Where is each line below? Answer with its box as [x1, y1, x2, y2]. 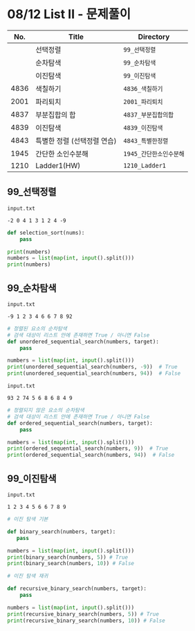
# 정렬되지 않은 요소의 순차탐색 [7, 407, 85, 414]
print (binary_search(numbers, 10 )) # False [7, 560, 135, 567]
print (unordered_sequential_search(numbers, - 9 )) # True [7, 364, 178, 371]
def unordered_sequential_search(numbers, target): [7, 338, 159, 345]
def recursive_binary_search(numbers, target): [7, 585, 147, 592]
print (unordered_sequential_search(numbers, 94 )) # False [7, 370, 181, 377]
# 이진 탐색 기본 [7, 516, 48, 523]
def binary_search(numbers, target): [7, 528, 116, 535]
